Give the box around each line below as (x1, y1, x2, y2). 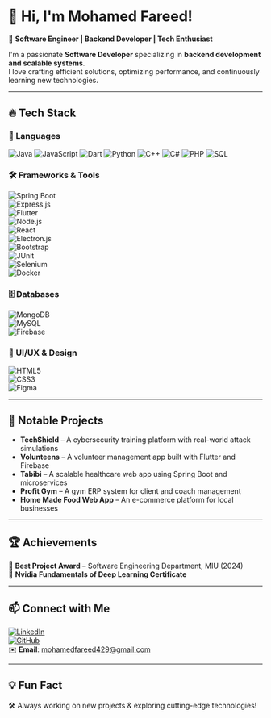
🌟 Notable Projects (8, 413, 104, 427)
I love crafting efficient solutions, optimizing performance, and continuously (8, 66, 260, 76)
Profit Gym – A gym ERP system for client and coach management (19, 486, 241, 496)
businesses (19, 503, 59, 513)
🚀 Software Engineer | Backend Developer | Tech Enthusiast (8, 34, 213, 44)
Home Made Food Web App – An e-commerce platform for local (19, 495, 234, 505)
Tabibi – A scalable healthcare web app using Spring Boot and (19, 470, 227, 479)
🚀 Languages (8, 131, 60, 142)
